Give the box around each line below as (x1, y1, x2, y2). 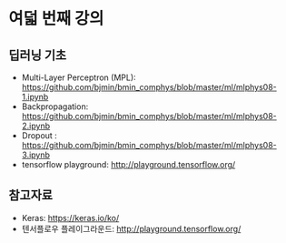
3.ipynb (21, 149, 51, 160)
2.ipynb (21, 120, 51, 131)
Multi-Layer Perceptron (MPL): (21, 72, 137, 83)
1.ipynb (21, 92, 49, 102)
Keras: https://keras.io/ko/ (21, 212, 120, 223)
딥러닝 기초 (8, 47, 67, 63)
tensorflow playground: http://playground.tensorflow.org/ (21, 159, 236, 169)
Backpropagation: (21, 101, 89, 112)
